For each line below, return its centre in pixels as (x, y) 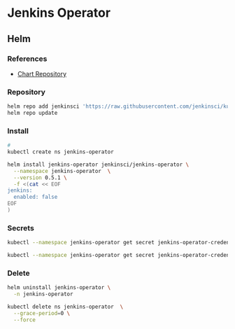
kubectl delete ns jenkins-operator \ (65, 307)
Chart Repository (42, 73)
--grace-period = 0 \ (42, 313)
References (27, 59)
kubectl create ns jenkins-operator (60, 152)
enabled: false (36, 197)
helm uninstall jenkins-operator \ (59, 288)
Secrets (21, 227)
